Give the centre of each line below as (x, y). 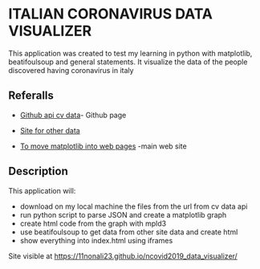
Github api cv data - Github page (73, 115)
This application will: (42, 190)
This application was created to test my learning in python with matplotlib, (130, 53)
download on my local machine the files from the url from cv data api (134, 206)
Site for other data (50, 130)
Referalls (31, 96)
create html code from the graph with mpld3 (93, 223)
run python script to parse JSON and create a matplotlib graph (123, 214)
